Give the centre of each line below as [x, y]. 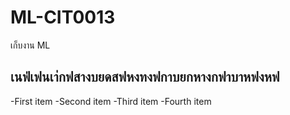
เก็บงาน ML [30, 45]
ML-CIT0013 [63, 17]
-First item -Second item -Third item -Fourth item [111, 101]
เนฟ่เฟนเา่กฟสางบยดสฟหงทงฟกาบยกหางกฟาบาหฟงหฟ [145, 77]
